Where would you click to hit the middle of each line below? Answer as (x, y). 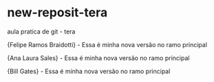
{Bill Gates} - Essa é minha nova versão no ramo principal (89, 71)
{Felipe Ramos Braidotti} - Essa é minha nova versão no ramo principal (107, 44)
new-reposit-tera (57, 13)
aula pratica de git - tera (41, 31)
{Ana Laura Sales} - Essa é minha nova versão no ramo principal (98, 58)
